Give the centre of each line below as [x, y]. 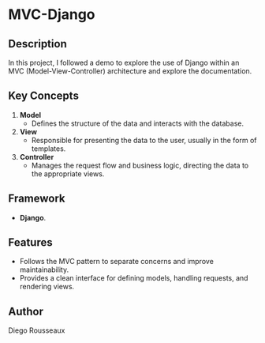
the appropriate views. [68, 173]
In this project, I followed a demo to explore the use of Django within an [124, 62]
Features [30, 243]
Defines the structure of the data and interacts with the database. [138, 123]
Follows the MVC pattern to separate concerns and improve [117, 262]
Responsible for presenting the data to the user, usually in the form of [144, 140]
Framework [37, 199]
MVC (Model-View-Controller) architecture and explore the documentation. [130, 71]
